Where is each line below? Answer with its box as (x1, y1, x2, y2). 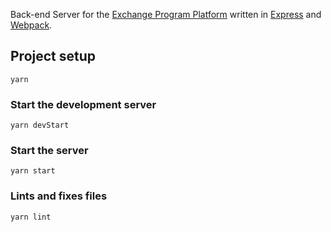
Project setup (10, 48, 97, 65)
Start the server (10, 144, 89, 158)
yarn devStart (10, 120, 70, 131)
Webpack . (10, 19, 53, 31)
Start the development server (10, 97, 157, 111)
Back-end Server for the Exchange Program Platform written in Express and (10, 9, 322, 20)
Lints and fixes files (10, 189, 108, 203)
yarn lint (10, 212, 52, 222)
